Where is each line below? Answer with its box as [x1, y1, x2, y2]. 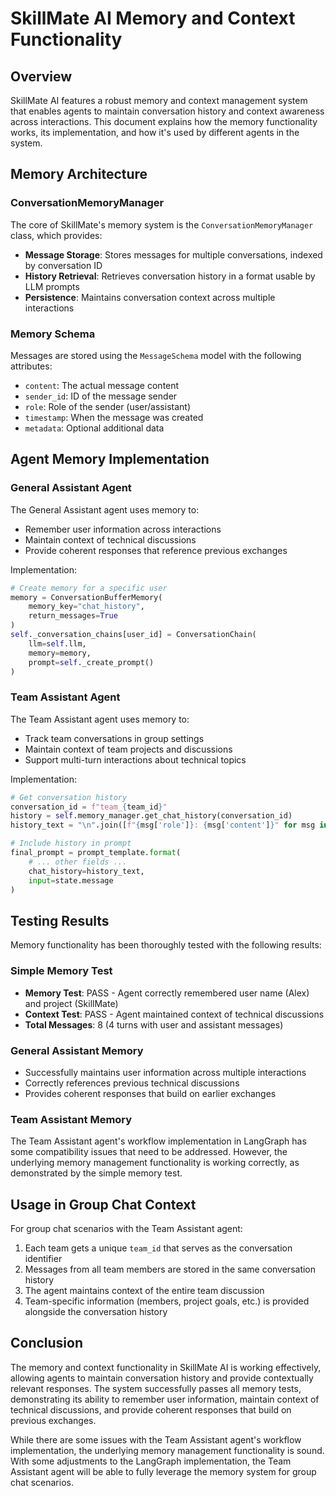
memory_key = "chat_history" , [28, 602, 145, 612]
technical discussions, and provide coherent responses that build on [10, 1403, 292, 1416]
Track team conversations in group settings [24, 732, 205, 744]
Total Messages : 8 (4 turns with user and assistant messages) [24, 1018, 284, 1031]
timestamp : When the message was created [24, 411, 204, 423]
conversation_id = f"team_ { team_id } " [10, 802, 168, 812]
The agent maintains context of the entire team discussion [24, 1284, 265, 1296]
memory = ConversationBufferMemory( [10, 592, 163, 602]
